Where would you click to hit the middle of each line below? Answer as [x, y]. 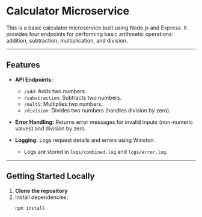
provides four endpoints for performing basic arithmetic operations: [90, 34]
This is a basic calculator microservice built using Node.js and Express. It [97, 28]
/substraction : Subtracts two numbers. [73, 97]
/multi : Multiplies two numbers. [63, 104]
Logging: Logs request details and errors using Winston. [85, 140]
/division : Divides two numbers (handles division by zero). [97, 110]
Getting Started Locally [50, 176]
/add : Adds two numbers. [55, 91]
